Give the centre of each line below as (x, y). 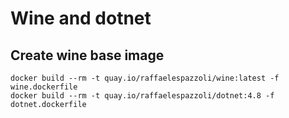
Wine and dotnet (81, 18)
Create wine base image (87, 55)
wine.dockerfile (44, 87)
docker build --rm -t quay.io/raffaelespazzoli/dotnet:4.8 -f (142, 96)
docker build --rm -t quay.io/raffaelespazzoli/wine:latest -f (145, 78)
